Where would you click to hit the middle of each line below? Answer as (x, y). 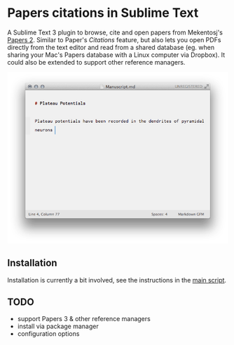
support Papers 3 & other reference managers (84, 319)
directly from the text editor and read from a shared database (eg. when (111, 47)
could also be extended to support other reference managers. (96, 62)
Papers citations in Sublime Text (103, 13)
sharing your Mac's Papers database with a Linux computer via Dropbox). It (116, 55)
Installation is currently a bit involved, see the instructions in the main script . (117, 280)
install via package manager (58, 326)
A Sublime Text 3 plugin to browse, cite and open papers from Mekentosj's (115, 32)
